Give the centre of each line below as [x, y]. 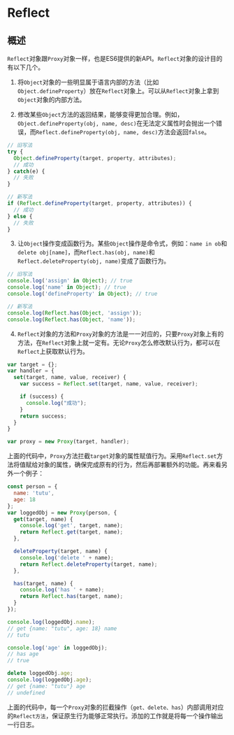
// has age [23, 654]
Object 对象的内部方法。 [51, 100]
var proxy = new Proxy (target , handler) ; [68, 442]
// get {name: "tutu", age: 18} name [62, 628]
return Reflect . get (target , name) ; [72, 532]
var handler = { [31, 371]
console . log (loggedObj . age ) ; [50, 680]
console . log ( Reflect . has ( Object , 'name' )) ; [72, 320]
